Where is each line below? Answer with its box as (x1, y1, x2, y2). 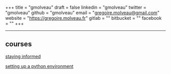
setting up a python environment (5, 63, 74, 69)
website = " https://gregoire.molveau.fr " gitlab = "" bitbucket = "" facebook (5, 15, 162, 21)
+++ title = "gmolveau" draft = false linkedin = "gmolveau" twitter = (5, 5, 147, 10)
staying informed (5, 53, 41, 59)
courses (5, 40, 32, 49)
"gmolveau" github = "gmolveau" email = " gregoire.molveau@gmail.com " (5, 10, 160, 16)
